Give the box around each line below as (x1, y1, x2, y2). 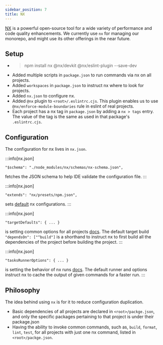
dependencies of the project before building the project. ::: (5, 239, 123, 245)
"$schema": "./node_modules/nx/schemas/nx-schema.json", (5, 165, 123, 170)
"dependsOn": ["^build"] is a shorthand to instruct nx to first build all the (5, 234, 151, 240)
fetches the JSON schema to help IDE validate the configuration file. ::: (5, 174, 147, 180)
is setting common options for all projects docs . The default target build (5, 229, 149, 235)
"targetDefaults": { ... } (5, 220, 60, 225)
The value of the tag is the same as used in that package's (12, 114, 130, 120)
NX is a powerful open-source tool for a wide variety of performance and (5, 25, 152, 31)
